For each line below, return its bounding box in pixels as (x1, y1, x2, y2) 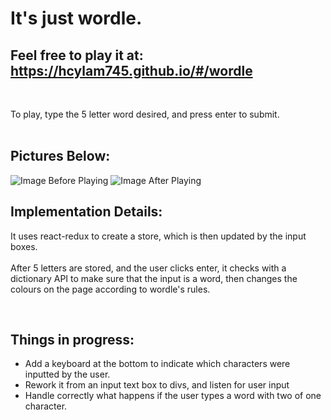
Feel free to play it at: (10, 47, 144, 64)
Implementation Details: (10, 203, 163, 221)
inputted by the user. (24, 368, 111, 381)
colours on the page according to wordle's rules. (10, 283, 211, 295)
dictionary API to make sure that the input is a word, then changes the (10, 272, 298, 284)
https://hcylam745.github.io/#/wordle (10, 62, 253, 79)
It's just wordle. (10, 7, 143, 30)
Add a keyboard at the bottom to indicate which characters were (24, 358, 291, 370)
